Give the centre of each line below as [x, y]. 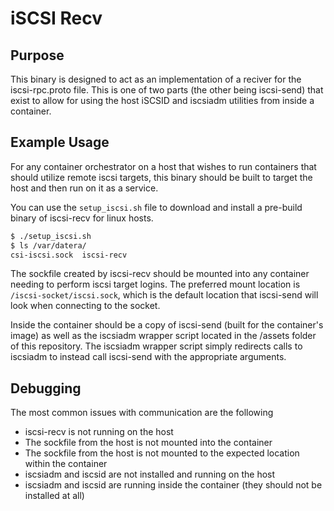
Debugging [46, 388]
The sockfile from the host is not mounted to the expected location [162, 453]
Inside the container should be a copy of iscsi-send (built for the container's [167, 325]
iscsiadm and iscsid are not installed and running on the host [150, 474]
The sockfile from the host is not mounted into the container [148, 443]
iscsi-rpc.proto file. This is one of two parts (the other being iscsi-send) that [167, 90]
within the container [66, 464]
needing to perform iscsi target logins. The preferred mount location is [155, 284]
